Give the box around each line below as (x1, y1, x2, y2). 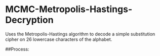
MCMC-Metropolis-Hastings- (5, 4, 133, 15)
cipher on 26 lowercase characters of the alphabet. (5, 36, 112, 42)
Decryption (5, 14, 54, 26)
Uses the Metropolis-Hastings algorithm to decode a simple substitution (5, 31, 155, 37)
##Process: (5, 46, 29, 52)
